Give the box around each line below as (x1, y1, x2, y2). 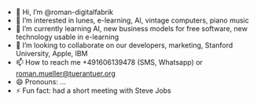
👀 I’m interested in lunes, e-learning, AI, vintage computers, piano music (15, 16, 250, 25)
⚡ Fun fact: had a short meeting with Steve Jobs (15, 86, 171, 95)
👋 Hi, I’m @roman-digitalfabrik (15, 8, 114, 16)
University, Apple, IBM (15, 49, 88, 58)
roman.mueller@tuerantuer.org (15, 69, 116, 78)
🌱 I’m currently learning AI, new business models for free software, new (15, 24, 248, 33)
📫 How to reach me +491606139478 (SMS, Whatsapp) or (15, 58, 203, 66)
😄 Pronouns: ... (15, 77, 67, 86)
